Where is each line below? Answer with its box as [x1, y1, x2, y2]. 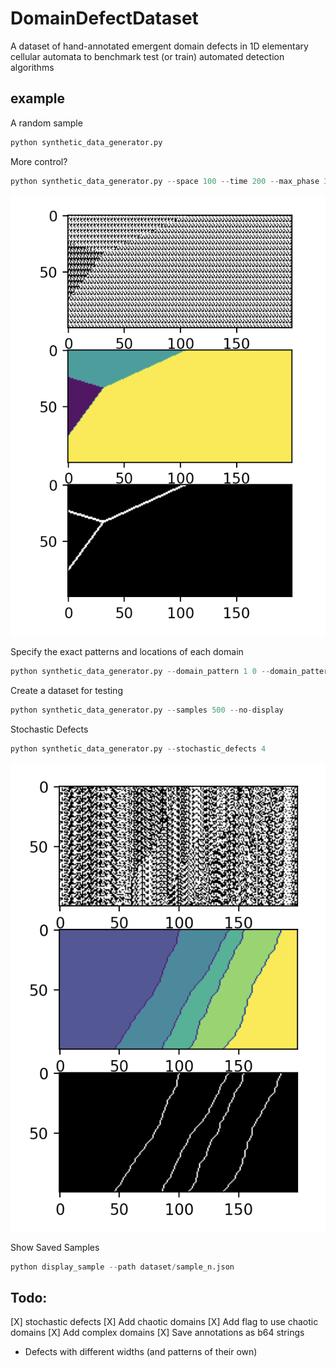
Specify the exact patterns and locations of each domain [10, 646, 244, 658]
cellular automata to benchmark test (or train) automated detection [10, 50, 285, 62]
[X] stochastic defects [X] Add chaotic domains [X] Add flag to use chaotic [10, 1316, 319, 1328]
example [10, 90, 66, 107]
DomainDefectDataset [10, 7, 199, 30]
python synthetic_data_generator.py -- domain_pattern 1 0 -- [10, 667, 271, 677]
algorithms [10, 61, 55, 73]
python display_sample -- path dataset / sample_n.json [10, 1262, 235, 1272]
